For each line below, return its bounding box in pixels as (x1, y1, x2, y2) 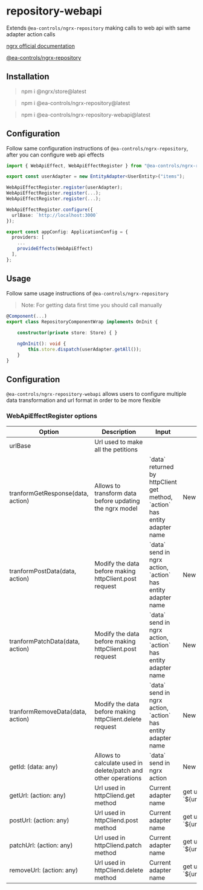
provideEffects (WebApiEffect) (17, 246, 94, 252)
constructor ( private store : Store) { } (17, 330, 118, 336)
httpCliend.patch (94, 841, 142, 850)
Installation (6, 71, 50, 82)
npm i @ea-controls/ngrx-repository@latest (21, 99, 130, 106)
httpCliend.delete (94, 866, 144, 874)
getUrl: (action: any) (9, 791, 66, 799)
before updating (94, 497, 140, 505)
